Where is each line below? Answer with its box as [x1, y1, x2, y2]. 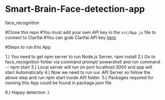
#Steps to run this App [5, 44, 51, 50]
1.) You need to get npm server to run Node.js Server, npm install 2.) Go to [5, 53, 156, 60]
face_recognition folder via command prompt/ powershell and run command [5, 59, 161, 65]
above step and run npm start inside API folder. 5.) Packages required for [5, 74, 154, 80]
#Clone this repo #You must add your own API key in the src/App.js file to [5, 29, 156, 35]
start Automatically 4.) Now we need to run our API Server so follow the [5, 69, 151, 75]
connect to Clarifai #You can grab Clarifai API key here [5, 34, 116, 40]
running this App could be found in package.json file [5, 80, 112, 86]
